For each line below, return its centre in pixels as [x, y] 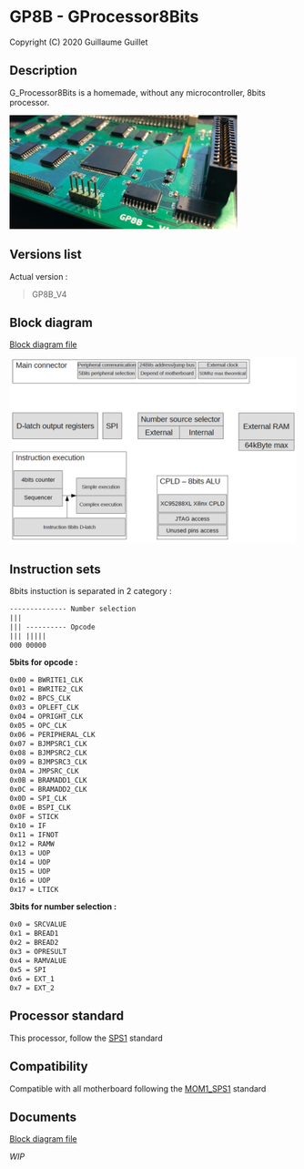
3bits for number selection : [63, 907]
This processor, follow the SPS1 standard [86, 1038]
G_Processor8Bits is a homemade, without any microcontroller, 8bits [137, 92]
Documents [43, 1118]
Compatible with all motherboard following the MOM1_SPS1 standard [138, 1088]
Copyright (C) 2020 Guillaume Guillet [79, 42]
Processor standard [67, 1016]
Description [43, 71]
